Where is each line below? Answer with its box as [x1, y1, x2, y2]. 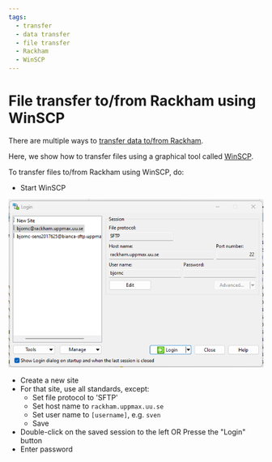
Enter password [19, 444, 73, 454]
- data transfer [15, 30, 70, 38]
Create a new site [19, 375, 79, 385]
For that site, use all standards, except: [19, 383, 150, 393]
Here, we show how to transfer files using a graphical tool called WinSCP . [8, 151, 253, 161]
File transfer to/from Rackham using [8, 92, 257, 110]
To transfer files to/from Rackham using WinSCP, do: [8, 167, 185, 177]
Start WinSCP [19, 182, 66, 192]
